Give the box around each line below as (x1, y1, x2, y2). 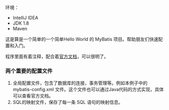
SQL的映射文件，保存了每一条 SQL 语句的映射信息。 (12, 99, 123, 105)
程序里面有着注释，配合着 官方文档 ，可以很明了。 (5, 53, 109, 59)
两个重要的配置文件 (5, 67, 53, 74)
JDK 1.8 (12, 20, 29, 26)
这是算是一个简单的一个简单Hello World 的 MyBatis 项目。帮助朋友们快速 (5, 36, 159, 42)
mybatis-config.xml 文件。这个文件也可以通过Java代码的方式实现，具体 (12, 86, 164, 93)
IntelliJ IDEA (12, 15, 38, 20)
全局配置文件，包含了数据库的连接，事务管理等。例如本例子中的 (12, 80, 147, 86)
